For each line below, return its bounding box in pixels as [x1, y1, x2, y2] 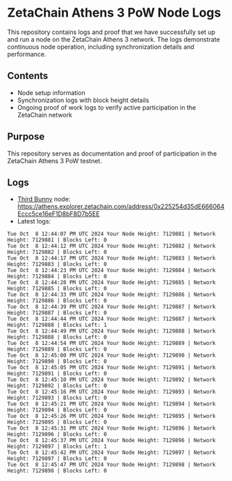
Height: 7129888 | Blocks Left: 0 [7, 334, 108, 341]
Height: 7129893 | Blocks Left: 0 [7, 394, 108, 402]
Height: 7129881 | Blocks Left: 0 [7, 237, 108, 244]
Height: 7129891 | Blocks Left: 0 [7, 370, 108, 378]
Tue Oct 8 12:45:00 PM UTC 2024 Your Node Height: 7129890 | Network [7, 352, 216, 359]
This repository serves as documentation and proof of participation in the [7, 149, 217, 158]
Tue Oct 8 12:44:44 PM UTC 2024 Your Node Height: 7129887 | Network [7, 316, 216, 323]
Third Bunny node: [17, 195, 71, 203]
